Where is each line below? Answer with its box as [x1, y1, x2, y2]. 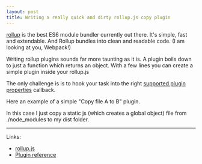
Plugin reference [14, 151, 57, 158]
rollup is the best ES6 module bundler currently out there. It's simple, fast [6, 31, 188, 38]
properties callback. [6, 86, 56, 93]
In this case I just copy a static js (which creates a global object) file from [6, 109, 187, 117]
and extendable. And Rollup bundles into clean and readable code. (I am [6, 37, 185, 44]
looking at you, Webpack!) [6, 43, 71, 51]
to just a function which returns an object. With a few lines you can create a [6, 61, 194, 69]
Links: [6, 133, 21, 140]
